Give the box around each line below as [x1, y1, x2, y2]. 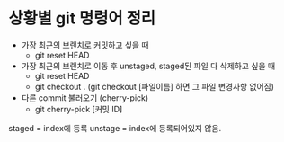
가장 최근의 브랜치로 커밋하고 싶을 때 [21, 40, 149, 50]
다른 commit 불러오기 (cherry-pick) [21, 92, 149, 103]
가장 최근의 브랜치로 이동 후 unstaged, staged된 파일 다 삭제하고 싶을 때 [21, 60, 276, 71]
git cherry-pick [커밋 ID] [34, 103, 123, 114]
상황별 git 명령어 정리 [8, 8, 156, 29]
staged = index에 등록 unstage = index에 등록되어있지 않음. [8, 122, 222, 133]
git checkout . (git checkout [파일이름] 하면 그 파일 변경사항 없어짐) [34, 81, 275, 92]
